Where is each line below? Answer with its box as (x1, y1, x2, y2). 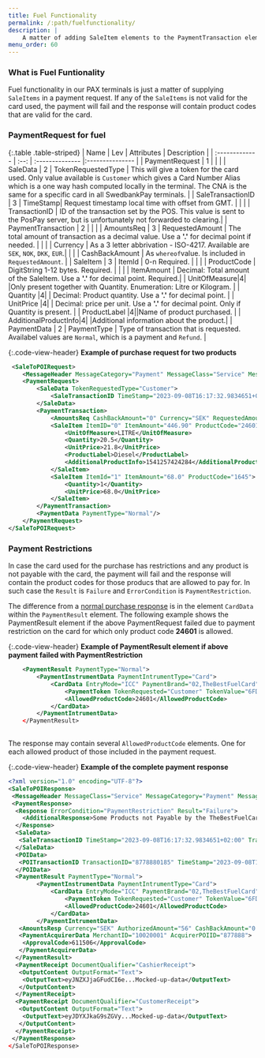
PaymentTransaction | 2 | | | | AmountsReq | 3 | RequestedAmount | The (8, 223, 242, 233)
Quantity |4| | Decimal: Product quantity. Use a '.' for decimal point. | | (8, 290, 235, 300)
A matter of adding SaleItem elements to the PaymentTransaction (22, 33, 242, 42)
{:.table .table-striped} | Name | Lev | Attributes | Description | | (8, 148, 214, 157)
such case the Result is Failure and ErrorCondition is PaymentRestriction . (8, 586, 252, 596)
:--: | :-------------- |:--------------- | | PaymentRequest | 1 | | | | (17, 156, 226, 166)
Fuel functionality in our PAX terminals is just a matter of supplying (8, 84, 224, 95)
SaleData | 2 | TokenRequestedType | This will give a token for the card (8, 164, 239, 174)
